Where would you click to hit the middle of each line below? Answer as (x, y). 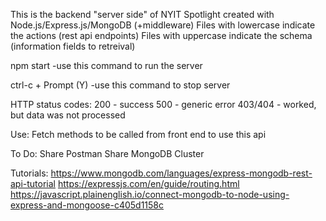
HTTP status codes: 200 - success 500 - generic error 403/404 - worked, (163, 104)
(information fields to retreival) (73, 46)
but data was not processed (68, 115)
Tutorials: (29, 173)
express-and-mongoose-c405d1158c (87, 205)
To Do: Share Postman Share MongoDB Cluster (107, 153)
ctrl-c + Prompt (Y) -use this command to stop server (120, 85)
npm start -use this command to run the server (106, 65)
